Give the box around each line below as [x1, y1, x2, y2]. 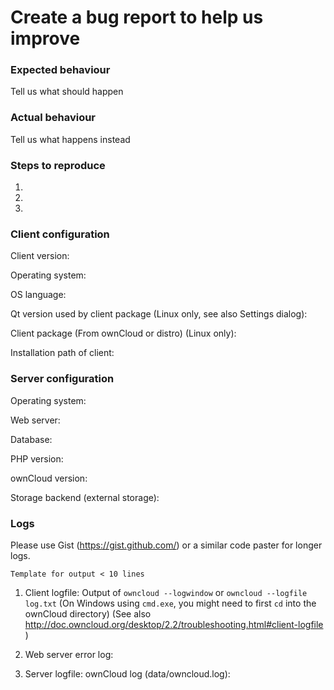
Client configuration [10, 227, 110, 241]
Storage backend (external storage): [10, 491, 160, 503]
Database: [10, 433, 53, 445]
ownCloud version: [10, 472, 88, 484]
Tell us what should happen [10, 86, 124, 98]
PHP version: [10, 452, 64, 465]
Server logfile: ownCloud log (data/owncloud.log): [24, 667, 231, 680]
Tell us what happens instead [10, 133, 131, 145]
